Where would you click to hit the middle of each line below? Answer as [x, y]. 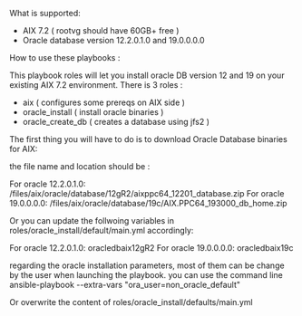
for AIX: [24, 149]
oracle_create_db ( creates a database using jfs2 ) [116, 122]
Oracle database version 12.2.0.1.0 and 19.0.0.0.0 [114, 40]
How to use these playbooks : [65, 57]
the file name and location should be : [80, 166]
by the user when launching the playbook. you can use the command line [146, 275]
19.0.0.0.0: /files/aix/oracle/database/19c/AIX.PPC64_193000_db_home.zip [148, 203]
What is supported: [45, 13]
